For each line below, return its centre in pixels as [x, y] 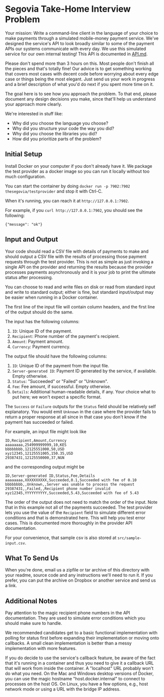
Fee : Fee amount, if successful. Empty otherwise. [61, 387]
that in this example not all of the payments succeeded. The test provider [79, 507]
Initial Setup [24, 154]
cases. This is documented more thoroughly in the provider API [69, 523]
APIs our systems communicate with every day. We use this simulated [76, 49]
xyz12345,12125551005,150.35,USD [39, 453]
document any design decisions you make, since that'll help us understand [80, 99]
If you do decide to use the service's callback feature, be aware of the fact [80, 658]
